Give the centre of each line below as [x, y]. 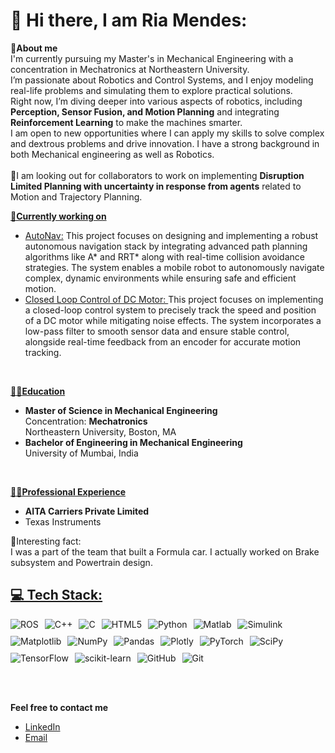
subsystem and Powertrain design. [81, 562]
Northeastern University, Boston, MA [100, 431]
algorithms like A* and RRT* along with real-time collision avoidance [164, 256]
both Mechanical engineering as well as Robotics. [112, 154]
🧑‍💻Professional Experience [68, 491]
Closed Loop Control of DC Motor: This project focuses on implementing [174, 299]
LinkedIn [42, 726]
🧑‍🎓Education [38, 391]
